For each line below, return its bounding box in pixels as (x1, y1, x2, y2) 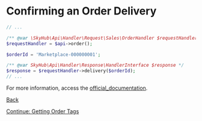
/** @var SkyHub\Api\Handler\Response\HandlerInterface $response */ (6, 62, 185, 69)
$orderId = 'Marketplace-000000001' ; (6, 51, 101, 58)
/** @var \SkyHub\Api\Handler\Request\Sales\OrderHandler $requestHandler (6, 35, 198, 41)
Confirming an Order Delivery (6, 4, 157, 18)
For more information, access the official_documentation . (6, 84, 148, 92)
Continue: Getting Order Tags (6, 108, 79, 115)
